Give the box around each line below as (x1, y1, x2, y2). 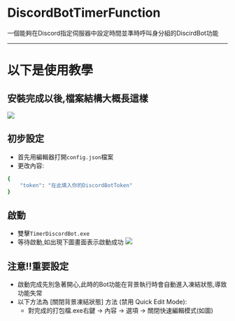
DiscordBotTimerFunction (7, 5, 161, 21)
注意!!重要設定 (7, 260, 69, 272)
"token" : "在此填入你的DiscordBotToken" (20, 181, 133, 189)
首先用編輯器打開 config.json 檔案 (17, 152, 114, 161)
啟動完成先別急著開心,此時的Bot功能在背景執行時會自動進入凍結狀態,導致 (17, 281, 227, 288)
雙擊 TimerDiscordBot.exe (17, 229, 90, 238)
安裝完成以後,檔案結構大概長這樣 (7, 92, 149, 104)
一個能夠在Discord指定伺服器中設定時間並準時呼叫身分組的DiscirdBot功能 (7, 29, 219, 37)
